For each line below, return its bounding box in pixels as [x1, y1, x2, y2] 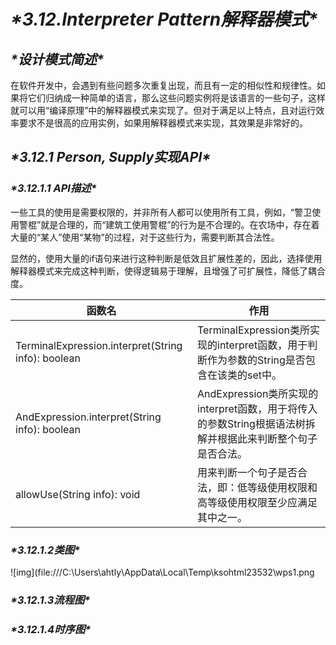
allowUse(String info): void [15, 487, 141, 501]
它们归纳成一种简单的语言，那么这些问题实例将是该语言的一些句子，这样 [27, 92, 326, 104]
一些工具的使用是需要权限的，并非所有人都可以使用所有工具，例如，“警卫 [10, 206, 313, 218]
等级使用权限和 [247, 480, 318, 494]
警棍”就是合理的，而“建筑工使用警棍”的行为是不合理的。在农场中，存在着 [18, 218, 320, 230]
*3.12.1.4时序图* [10, 622, 92, 636]
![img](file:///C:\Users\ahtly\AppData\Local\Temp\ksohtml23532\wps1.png [10, 566, 315, 578]
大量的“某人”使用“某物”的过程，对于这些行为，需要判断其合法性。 [10, 231, 280, 243]
